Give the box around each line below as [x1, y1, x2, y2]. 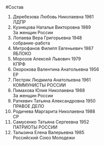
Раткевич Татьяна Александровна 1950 [12, 98, 96, 103]
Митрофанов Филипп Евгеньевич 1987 [12, 46, 94, 51]
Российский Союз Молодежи [12, 135, 75, 141]
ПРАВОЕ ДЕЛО [12, 103, 45, 109]
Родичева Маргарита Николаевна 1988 [12, 108, 96, 114]
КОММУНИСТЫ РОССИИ [12, 82, 66, 88]
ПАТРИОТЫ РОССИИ [12, 124, 58, 130]
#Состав [5, 4, 24, 10]
